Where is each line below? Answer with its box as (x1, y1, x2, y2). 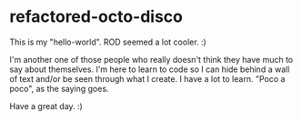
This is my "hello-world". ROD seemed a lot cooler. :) (9, 36, 206, 47)
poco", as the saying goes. (9, 83, 109, 94)
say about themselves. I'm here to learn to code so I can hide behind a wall (9, 64, 290, 75)
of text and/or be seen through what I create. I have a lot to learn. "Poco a (9, 73, 286, 84)
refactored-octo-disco (9, 6, 184, 27)
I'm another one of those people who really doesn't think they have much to (9, 54, 294, 65)
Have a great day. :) (9, 100, 84, 111)
